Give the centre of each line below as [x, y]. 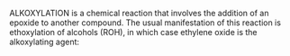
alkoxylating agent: [44, 42]
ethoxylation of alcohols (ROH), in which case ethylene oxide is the [133, 32]
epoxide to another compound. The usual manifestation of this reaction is [145, 23]
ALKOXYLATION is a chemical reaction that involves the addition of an [139, 13]
